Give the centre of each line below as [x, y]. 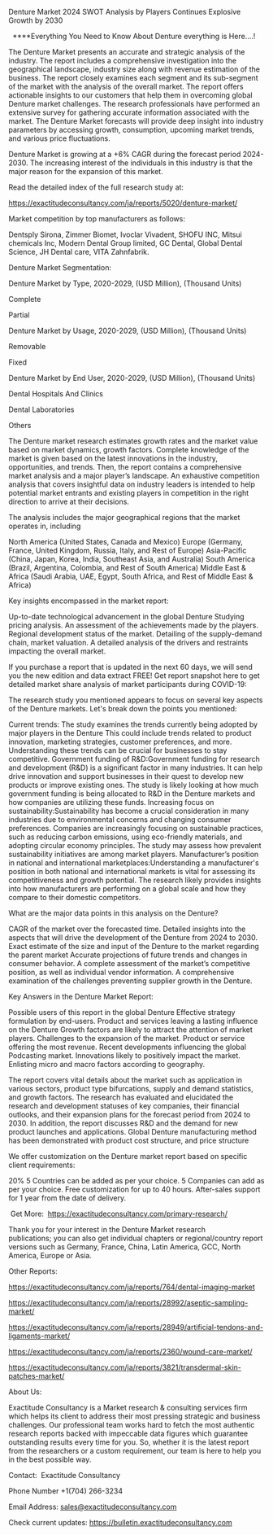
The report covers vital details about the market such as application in [125, 1080]
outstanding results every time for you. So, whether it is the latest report [129, 1442]
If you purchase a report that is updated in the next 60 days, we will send [131, 667]
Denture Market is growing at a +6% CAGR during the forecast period [125, 154]
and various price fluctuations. [60, 138]
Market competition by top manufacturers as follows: [97, 219]
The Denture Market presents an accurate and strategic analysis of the [127, 52]
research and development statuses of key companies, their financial [124, 1106]
